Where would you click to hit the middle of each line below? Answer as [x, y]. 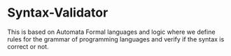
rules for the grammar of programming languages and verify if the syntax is [116, 39]
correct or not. [28, 46]
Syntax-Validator [58, 13]
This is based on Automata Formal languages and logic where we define [111, 32]
